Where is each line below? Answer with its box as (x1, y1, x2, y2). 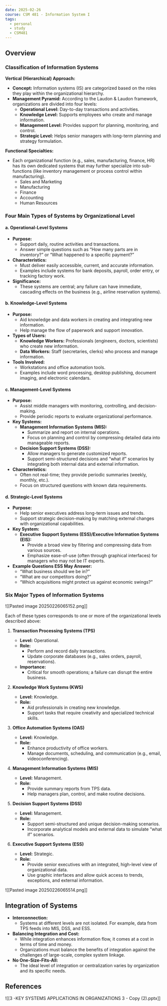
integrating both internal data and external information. (27, 461, 140, 467)
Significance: (12, 278, 41, 284)
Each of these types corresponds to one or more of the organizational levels (5, 613, 162, 619)
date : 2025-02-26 (5, 7, 41, 12)
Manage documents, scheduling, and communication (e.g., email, (27, 750, 162, 756)
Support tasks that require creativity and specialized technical (27, 709, 154, 715)
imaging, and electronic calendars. (19, 375, 91, 381)
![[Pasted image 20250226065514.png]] (5, 887, 88, 893)
